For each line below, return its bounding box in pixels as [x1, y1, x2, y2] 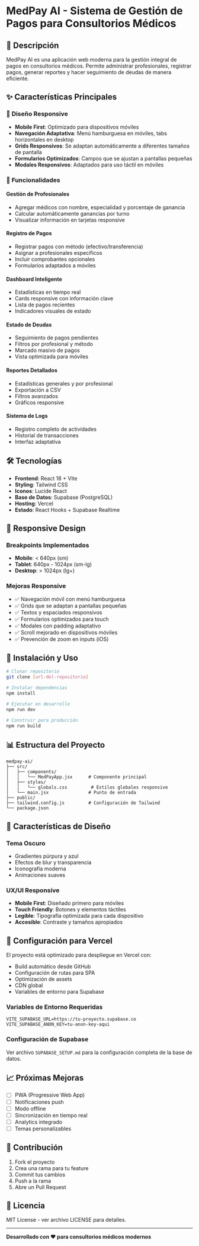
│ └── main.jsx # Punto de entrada [6, 790, 136, 796]
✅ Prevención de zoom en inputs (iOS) [14, 635, 109, 642]
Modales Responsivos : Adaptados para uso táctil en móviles [14, 161, 164, 168]
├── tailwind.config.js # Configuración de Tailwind [6, 800, 161, 806]
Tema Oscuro [6, 839, 46, 847]
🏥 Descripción [6, 40, 59, 50]
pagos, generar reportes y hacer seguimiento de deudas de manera [6, 69, 172, 75]
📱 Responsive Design [6, 523, 86, 534]
